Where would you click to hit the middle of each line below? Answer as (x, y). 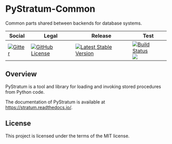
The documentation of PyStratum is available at (55, 102)
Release (101, 35)
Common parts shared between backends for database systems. (74, 23)
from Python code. (25, 92)
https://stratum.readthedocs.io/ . (39, 107)
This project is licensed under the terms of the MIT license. (67, 136)
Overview (21, 74)
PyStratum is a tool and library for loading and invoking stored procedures (83, 86)
